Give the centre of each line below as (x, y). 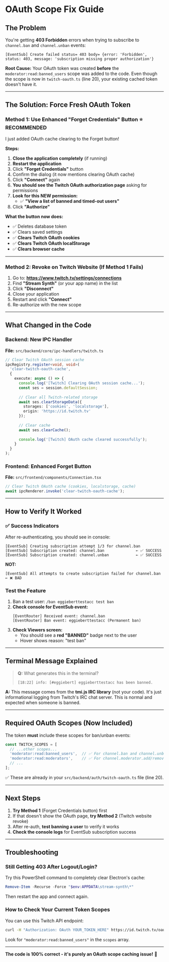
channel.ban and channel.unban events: (46, 45)
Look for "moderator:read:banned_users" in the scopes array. (67, 939)
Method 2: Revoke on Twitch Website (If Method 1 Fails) (74, 267)
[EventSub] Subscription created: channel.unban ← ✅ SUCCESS (83, 555)
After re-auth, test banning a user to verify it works (66, 827)
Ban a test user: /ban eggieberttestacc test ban (63, 602)
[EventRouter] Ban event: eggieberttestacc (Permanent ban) (77, 621)
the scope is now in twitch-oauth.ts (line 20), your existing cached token (81, 79)
